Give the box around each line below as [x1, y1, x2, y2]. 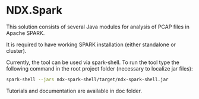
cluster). [6, 47, 27, 54]
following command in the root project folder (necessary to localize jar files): [6, 65, 193, 72]
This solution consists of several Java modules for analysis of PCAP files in [6, 23, 190, 30]
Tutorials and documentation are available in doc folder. [6, 87, 143, 94]
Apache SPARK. [6, 29, 45, 36]
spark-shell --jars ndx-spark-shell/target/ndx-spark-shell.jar [6, 76, 169, 82]
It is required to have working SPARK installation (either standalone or [6, 41, 176, 48]
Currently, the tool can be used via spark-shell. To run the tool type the [6, 59, 180, 66]
